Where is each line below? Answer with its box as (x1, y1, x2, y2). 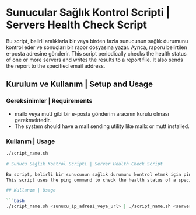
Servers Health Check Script (6, 18, 148, 32)
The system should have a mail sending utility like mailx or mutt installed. (14, 123, 190, 130)
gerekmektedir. (14, 116, 51, 123)
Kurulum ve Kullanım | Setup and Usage (6, 79, 153, 89)
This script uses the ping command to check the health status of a (6, 177, 176, 183)
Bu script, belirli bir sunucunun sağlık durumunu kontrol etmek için (6, 171, 181, 178)
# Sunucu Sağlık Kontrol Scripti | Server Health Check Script (6, 161, 163, 167)
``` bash (6, 198, 25, 204)
